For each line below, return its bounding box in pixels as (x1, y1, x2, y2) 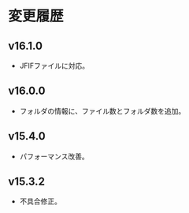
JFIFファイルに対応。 (19, 61, 90, 70)
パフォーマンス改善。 (19, 151, 89, 161)
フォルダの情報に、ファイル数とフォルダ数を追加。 (19, 106, 186, 115)
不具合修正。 (19, 196, 61, 206)
